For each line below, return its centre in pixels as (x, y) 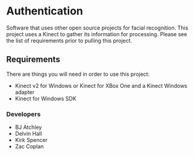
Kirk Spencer (31, 140)
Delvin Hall (28, 134)
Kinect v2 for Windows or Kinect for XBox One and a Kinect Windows (101, 86)
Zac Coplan (29, 146)
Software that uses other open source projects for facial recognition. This (97, 28)
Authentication (45, 11)
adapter (25, 92)
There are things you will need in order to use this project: (78, 74)
